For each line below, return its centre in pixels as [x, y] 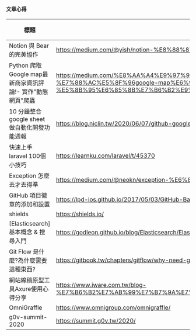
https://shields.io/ [80, 214]
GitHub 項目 [25, 196]
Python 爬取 [25, 65]
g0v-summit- [28, 317]
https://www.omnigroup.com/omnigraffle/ [113, 308]
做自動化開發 [27, 127]
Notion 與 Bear [29, 46]
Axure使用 [29, 289]
